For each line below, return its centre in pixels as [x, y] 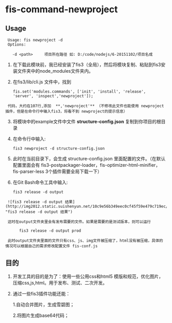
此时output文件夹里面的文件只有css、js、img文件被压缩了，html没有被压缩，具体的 [85, 241]
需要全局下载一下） [82, 171]
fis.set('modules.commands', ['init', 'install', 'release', [79, 92]
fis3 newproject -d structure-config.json [59, 148]
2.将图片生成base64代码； [41, 315]
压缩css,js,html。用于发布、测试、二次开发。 [60, 283]
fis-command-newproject [61, 9]
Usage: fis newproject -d [35, 40]
